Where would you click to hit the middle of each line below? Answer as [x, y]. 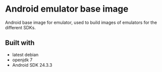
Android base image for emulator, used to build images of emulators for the [81, 22]
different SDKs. [20, 27]
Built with [20, 43]
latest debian [25, 54]
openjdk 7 [22, 60]
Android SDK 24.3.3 [32, 65]
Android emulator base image [67, 9]
